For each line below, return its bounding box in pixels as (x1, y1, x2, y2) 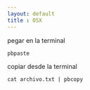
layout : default (7, 10, 55, 18)
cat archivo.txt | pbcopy (7, 75, 83, 83)
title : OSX (7, 17, 42, 24)
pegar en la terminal (7, 36, 65, 44)
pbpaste (7, 50, 30, 57)
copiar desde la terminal (7, 62, 77, 70)
